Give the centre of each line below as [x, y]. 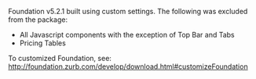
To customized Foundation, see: [60, 58]
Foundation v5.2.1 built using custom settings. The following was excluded [128, 11]
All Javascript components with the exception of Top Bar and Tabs [127, 35]
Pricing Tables [43, 43]
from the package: [38, 20]
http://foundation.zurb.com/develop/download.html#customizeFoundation [128, 66]
